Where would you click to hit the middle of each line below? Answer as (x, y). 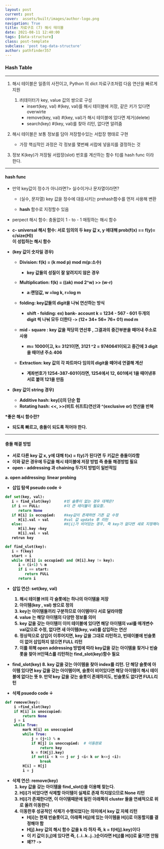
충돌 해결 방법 (18, 444)
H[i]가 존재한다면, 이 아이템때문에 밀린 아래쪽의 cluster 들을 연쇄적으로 (86, 799)
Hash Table (19, 68)
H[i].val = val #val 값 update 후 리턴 (63, 520)
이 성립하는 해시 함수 (31, 241)
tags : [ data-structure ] (29, 37)
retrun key (23, 538)
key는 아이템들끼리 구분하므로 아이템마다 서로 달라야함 (71, 611)
